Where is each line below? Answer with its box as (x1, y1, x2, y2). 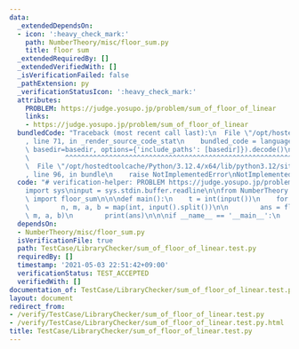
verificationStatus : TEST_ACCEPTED (17, 269, 149, 278)
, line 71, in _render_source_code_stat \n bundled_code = (25, 137, 256, 146)
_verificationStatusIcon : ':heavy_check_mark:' (17, 87, 198, 96)
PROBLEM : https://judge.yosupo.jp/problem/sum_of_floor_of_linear (25, 104, 277, 113)
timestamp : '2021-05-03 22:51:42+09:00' (17, 261, 169, 270)
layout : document (9, 294, 74, 303)
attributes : (17, 95, 62, 105)
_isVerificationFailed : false (17, 71, 129, 80)
